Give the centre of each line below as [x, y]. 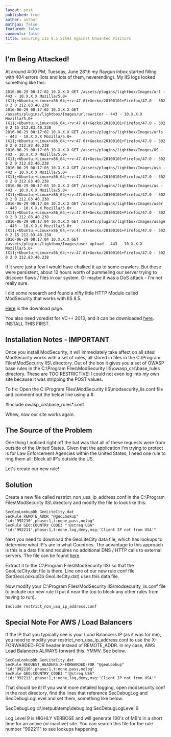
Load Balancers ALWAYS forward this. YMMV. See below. [66, 651]
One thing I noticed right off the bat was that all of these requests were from [85, 443]
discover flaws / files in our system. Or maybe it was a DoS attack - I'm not [84, 278]
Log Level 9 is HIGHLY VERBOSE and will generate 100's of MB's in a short [84, 718]
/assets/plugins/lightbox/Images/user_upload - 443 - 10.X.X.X [74, 244]
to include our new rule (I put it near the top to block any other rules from [82, 592]
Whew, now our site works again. [40, 414]
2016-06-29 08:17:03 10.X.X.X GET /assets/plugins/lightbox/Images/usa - [86, 168]
